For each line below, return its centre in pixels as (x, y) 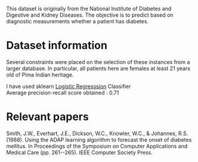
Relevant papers (48, 117)
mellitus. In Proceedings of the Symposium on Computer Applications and (97, 146)
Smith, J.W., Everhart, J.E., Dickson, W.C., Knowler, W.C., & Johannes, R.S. (97, 133)
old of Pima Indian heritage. (40, 75)
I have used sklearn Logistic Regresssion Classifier (69, 86)
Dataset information (57, 46)
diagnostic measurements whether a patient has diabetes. (78, 21)
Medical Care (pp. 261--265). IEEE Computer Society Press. (80, 152)
